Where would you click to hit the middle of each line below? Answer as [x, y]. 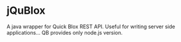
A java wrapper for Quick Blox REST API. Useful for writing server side [91, 26]
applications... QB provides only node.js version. [65, 32]
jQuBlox [26, 11]
